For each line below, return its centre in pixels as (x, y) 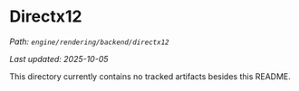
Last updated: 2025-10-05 (59, 59)
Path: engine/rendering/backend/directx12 (89, 41)
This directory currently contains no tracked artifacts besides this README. (150, 76)
